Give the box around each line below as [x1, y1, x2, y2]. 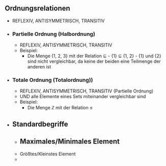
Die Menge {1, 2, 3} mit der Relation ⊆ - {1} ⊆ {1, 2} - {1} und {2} [27, 53, 161, 59]
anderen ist [27, 64, 51, 70]
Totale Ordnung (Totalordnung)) [12, 77, 93, 84]
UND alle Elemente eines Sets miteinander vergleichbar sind [19, 93, 146, 100]
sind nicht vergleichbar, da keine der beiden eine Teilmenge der [27, 58, 161, 64]
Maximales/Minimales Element [19, 137, 120, 146]
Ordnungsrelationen [5, 4, 71, 13]
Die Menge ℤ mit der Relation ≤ [27, 105, 93, 111]
